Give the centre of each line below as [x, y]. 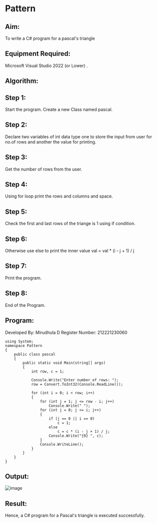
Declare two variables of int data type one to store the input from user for [78, 137]
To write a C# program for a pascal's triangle [50, 38]
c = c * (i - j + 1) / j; [84, 431]
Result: [16, 504]
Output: [17, 476]
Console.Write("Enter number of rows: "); [75, 380]
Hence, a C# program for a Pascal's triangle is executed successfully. [75, 516]
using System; [20, 341]
